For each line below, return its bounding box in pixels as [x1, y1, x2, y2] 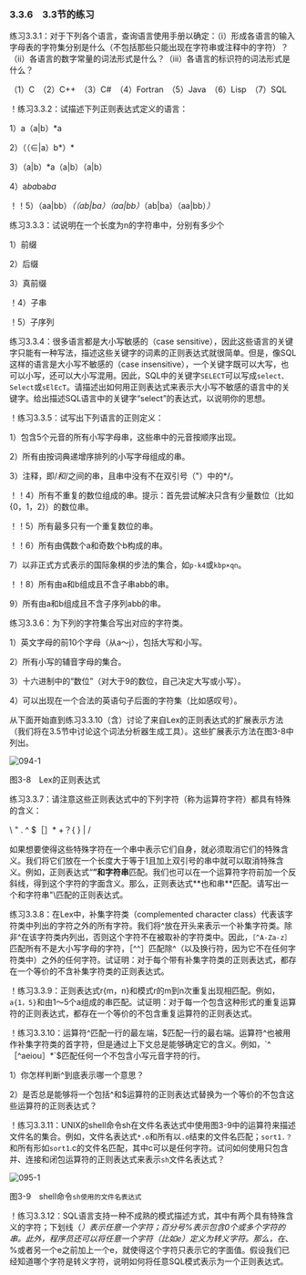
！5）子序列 [9, 316, 55, 327]
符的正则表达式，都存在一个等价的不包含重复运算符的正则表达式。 [9, 1008, 257, 1019]
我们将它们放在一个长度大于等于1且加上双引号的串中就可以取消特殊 [25, 855, 276, 866]
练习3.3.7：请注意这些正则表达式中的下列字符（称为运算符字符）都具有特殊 [9, 793, 291, 804]
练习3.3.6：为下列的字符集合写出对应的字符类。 [9, 617, 189, 628]
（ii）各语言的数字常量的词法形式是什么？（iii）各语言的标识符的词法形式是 [9, 53, 291, 65]
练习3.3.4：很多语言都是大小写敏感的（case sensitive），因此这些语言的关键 [9, 336, 294, 347]
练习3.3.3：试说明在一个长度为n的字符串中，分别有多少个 [9, 220, 225, 231]
